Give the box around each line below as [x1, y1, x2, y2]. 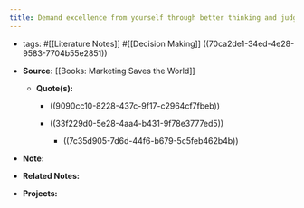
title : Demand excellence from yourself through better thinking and [9, 13, 278, 23]
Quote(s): [35, 82, 74, 93]
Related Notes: [22, 170, 80, 181]
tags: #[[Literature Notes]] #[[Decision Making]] [22, 38, 202, 49]
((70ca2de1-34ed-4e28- [203, 38, 295, 49]
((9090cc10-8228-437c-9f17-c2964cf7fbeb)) [49, 100, 220, 111]
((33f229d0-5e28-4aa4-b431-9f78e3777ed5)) [49, 118, 224, 128]
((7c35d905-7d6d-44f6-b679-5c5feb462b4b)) [62, 135, 239, 146]
